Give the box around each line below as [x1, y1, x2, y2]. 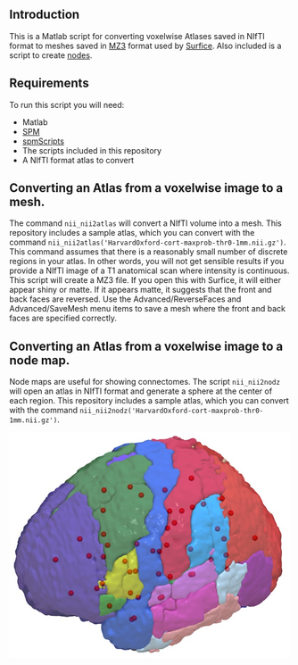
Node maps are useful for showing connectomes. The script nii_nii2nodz [9, 377, 281, 387]
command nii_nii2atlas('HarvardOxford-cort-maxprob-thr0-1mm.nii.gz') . [9, 237, 286, 248]
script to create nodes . [9, 49, 93, 61]
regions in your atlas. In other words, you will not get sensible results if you [9, 256, 285, 267]
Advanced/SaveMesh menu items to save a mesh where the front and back [9, 303, 286, 314]
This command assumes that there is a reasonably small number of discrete [9, 246, 288, 257]
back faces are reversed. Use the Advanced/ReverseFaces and [9, 294, 242, 304]
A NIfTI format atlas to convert [21, 154, 134, 165]
